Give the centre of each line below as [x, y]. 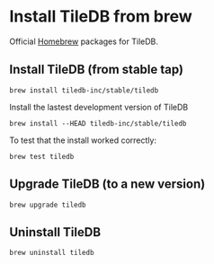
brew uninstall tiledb [52, 253]
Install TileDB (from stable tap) [97, 70]
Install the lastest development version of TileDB [99, 107]
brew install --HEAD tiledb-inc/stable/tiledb [98, 123]
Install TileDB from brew [101, 17]
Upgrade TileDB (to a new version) [107, 185]
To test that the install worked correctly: [83, 140]
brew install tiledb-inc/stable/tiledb [84, 90]
